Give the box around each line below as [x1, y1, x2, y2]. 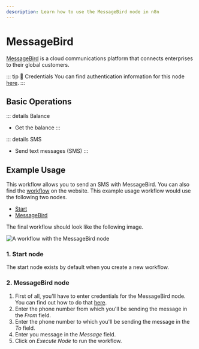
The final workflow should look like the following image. [6, 223, 144, 230]
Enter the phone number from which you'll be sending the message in [14, 305, 188, 312]
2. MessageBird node [6, 279, 70, 287]
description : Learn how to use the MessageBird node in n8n [6, 8, 160, 15]
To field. [14, 324, 35, 332]
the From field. [14, 311, 52, 319]
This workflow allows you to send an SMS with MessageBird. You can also [6, 181, 190, 188]
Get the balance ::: [14, 124, 61, 131]
